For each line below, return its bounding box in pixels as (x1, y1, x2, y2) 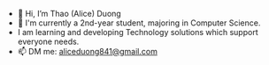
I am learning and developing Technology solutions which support (17, 27, 258, 37)
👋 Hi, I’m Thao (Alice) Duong (17, 9, 121, 18)
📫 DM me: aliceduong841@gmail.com (17, 47, 158, 56)
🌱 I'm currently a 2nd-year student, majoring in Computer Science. (17, 18, 261, 28)
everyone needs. (17, 36, 80, 47)
